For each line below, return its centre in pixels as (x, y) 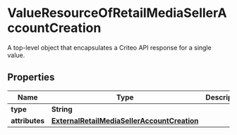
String (62, 109)
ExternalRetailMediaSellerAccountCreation (125, 120)
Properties (31, 77)
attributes (28, 120)
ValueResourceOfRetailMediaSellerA (117, 13)
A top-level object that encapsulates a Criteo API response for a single (109, 47)
